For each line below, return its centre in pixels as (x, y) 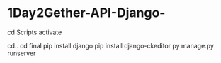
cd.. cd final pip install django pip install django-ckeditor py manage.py (110, 45)
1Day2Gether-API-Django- (86, 13)
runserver (22, 53)
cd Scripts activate (35, 32)
